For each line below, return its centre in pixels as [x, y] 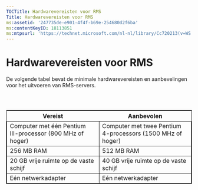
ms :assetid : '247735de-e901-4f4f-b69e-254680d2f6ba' [72, 22]
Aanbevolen [145, 116]
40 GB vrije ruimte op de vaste [144, 161]
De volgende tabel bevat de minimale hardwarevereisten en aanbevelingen [97, 79]
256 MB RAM [28, 151]
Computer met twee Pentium [142, 126]
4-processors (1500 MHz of [142, 133]
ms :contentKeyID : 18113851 [39, 28]
